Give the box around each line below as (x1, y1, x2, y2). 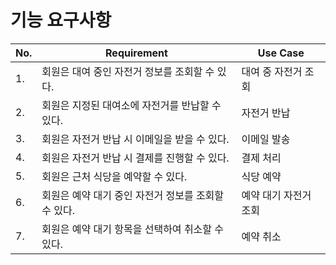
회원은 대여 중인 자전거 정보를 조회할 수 (41, 64, 215, 78)
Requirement (105, 46, 168, 60)
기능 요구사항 (10, 9, 112, 32)
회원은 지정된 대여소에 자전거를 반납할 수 (41, 98, 222, 112)
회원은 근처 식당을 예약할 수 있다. (41, 169, 188, 183)
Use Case (257, 46, 305, 60)
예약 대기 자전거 (241, 188, 312, 202)
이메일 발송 (241, 132, 291, 146)
